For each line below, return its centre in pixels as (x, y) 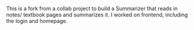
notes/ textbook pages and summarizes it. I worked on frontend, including (97, 15)
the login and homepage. (37, 21)
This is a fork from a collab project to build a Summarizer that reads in (92, 9)
